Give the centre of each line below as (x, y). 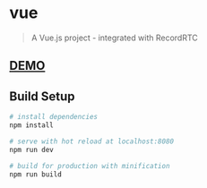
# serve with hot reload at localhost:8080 (92, 141)
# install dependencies (54, 117)
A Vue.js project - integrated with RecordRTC (115, 38)
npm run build (36, 174)
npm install (31, 125)
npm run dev (31, 150)
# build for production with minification (90, 166)
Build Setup (42, 96)
